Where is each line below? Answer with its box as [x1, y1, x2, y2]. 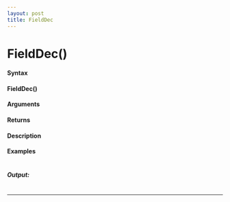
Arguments [7, 100, 40, 108]
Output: [7, 171, 30, 179]
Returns [7, 116, 31, 124]
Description [7, 131, 42, 140]
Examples [7, 147, 36, 155]
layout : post [7, 10, 44, 17]
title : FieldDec [7, 16, 53, 23]
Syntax [7, 69, 28, 77]
